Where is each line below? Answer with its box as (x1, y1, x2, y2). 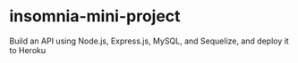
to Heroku (9, 44, 47, 55)
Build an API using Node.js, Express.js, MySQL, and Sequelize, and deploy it (9, 35, 289, 46)
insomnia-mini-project (9, 6, 181, 27)
